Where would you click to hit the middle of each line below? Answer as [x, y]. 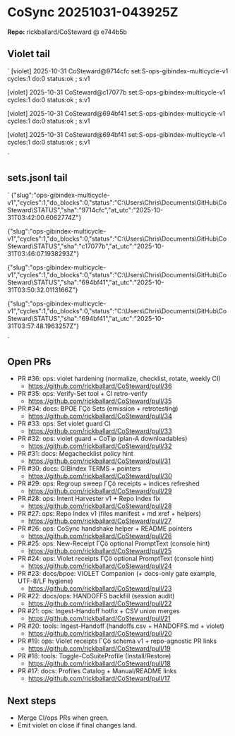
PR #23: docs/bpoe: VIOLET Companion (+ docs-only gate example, [117, 574]
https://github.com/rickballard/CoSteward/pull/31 [99, 461]
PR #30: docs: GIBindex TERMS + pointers [79, 469]
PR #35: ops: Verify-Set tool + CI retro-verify [83, 394]
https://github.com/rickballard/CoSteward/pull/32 [100, 446]
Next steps [32, 700]
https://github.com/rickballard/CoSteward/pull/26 [100, 536]
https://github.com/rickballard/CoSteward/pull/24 [100, 566]
